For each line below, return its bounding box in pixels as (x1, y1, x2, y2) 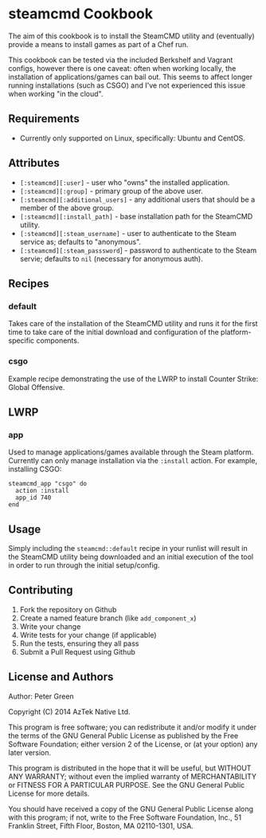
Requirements (8, 112, 80, 126)
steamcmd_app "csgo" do (8, 480, 88, 488)
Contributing (8, 584, 73, 597)
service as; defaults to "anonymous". (19, 237, 142, 246)
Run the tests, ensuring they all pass (19, 639, 139, 648)
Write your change (19, 621, 81, 631)
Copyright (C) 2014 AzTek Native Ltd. (8, 706, 131, 716)
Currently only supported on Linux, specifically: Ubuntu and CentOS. (19, 133, 245, 143)
